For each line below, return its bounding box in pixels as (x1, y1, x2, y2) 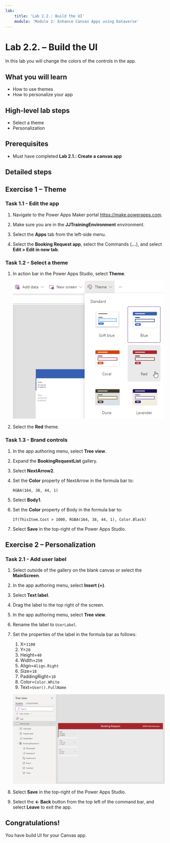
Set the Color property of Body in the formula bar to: (12, 506, 122, 512)
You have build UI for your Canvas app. (5, 832, 87, 838)
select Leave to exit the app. (12, 804, 72, 810)
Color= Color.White (20, 679, 60, 685)
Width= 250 (20, 657, 43, 663)
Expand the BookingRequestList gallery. (12, 458, 98, 464)
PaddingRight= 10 (20, 673, 56, 679)
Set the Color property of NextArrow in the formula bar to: (12, 477, 134, 484)
